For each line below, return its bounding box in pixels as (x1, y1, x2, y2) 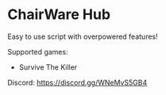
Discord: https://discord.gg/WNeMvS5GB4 (7, 78, 148, 87)
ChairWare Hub (7, 6, 111, 24)
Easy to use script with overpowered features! (7, 32, 158, 41)
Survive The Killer (18, 62, 78, 72)
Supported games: (7, 47, 68, 56)
